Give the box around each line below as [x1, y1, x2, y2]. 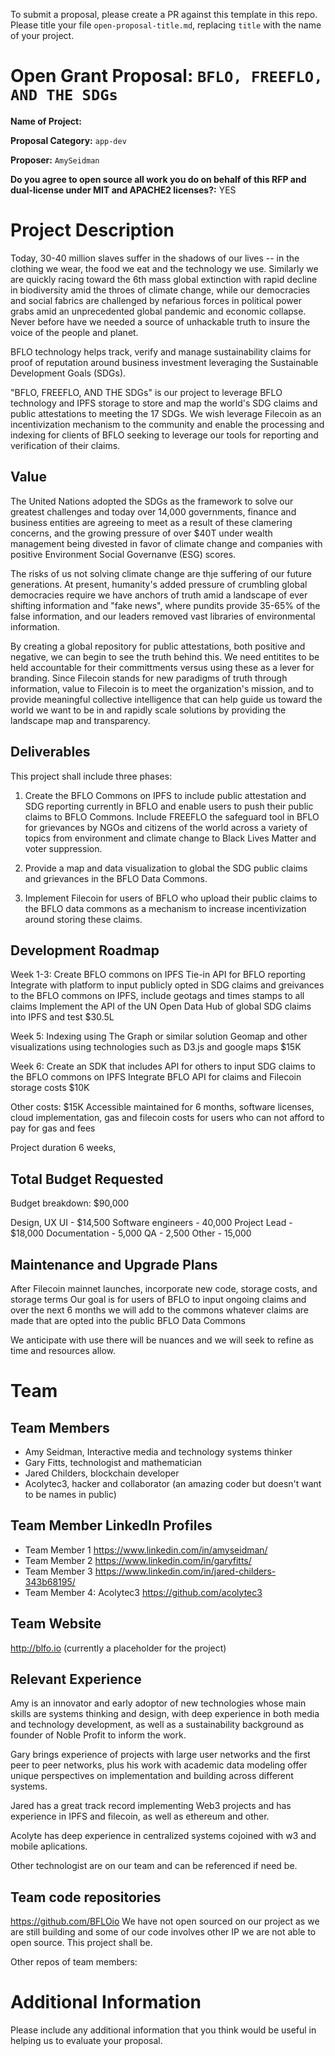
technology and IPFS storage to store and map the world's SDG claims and [10, 397, 318, 409]
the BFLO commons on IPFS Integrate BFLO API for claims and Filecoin [10, 1071, 302, 1083]
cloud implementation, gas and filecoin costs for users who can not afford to [10, 1112, 325, 1124]
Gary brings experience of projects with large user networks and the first [10, 1749, 311, 1761]
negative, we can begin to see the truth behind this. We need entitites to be [10, 650, 320, 663]
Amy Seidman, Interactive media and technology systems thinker [24, 1445, 293, 1458]
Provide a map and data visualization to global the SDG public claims [24, 862, 308, 874]
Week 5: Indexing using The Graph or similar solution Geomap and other [10, 1030, 308, 1043]
